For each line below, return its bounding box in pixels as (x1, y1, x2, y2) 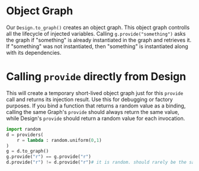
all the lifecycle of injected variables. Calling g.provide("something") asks (6, 30, 186, 37)
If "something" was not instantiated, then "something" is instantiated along (6, 43, 188, 50)
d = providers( (6, 132, 44, 138)
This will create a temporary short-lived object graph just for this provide (6, 89, 184, 96)
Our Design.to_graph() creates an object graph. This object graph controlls (6, 24, 190, 31)
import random (6, 126, 41, 132)
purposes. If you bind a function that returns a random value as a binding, (6, 102, 186, 109)
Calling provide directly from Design (6, 70, 187, 84)
